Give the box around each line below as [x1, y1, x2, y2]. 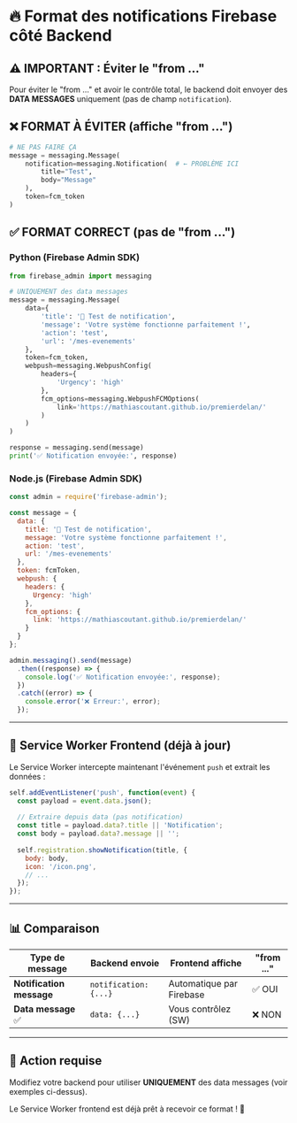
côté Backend [9, 26, 112, 46]
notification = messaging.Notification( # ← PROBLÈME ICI [25, 159, 240, 168]
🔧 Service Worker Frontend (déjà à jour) [9, 738, 232, 753]
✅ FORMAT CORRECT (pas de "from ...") [9, 225, 236, 240]
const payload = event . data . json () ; [17, 796, 152, 805]
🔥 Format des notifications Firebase [9, 6, 278, 27]
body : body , [25, 854, 69, 863]
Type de [29, 951, 65, 964]
